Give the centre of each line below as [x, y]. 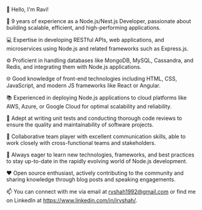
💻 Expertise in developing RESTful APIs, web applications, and [85, 40]
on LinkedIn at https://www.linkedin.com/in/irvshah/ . [72, 200]
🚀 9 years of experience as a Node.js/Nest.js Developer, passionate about [99, 21]
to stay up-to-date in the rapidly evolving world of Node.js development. [97, 161]
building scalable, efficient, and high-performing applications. [84, 28]
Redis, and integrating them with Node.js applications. [74, 67]
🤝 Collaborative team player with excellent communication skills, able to [96, 136]
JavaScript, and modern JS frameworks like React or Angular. [84, 86]
